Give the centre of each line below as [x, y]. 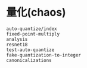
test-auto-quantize [30, 50]
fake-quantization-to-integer [44, 55]
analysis [17, 39]
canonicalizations [29, 60]
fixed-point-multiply [33, 34]
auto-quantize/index [32, 29]
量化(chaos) [36, 12]
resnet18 [17, 45]
